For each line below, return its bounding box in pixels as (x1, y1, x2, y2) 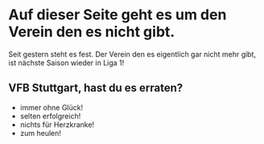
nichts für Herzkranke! (19, 119, 95, 130)
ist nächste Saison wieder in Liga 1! (8, 58, 125, 68)
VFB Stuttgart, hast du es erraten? (8, 81, 184, 95)
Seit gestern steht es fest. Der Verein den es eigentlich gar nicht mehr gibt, (8, 49, 256, 59)
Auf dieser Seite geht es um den (8, 6, 227, 24)
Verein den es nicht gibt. (8, 23, 175, 41)
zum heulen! (19, 128, 62, 138)
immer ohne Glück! (19, 102, 83, 112)
